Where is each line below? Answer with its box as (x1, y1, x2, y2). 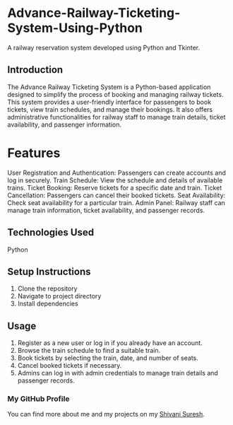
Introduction (7, 64, 64, 76)
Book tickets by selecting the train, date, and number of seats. (17, 354, 199, 362)
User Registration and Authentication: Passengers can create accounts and (7, 168, 226, 177)
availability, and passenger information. (7, 120, 122, 129)
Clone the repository (17, 284, 78, 293)
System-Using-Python (7, 20, 143, 36)
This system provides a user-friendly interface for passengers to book (7, 98, 212, 106)
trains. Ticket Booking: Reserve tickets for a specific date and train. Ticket (7, 183, 222, 192)
